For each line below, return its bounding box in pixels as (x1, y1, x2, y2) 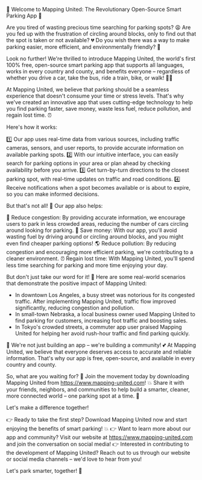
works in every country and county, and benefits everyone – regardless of (6, 68, 190, 75)
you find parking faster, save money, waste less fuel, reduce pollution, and (6, 105, 191, 112)
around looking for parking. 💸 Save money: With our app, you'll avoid (6, 226, 177, 234)
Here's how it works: (6, 123, 58, 131)
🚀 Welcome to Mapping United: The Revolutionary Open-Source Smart (6, 6, 182, 13)
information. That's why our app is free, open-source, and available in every (6, 355, 195, 361)
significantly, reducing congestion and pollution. (14, 304, 134, 311)
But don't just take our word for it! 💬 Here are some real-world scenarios (6, 273, 186, 280)
